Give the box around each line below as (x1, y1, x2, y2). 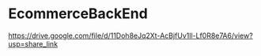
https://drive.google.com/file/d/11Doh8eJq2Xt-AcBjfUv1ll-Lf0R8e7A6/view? (8, 31, 253, 40)
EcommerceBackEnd (8, 5, 148, 23)
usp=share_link (8, 39, 58, 48)
